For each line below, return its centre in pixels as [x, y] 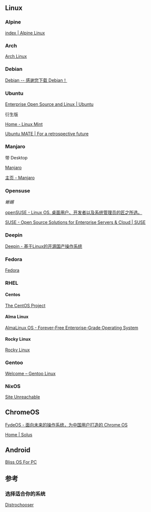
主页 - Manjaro [20, 178]
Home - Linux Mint [24, 124]
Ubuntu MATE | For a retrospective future [47, 134]
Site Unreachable [23, 397]
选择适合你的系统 [25, 494]
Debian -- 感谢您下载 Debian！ [36, 80]
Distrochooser [19, 505]
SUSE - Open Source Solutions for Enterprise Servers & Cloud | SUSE [75, 222]
